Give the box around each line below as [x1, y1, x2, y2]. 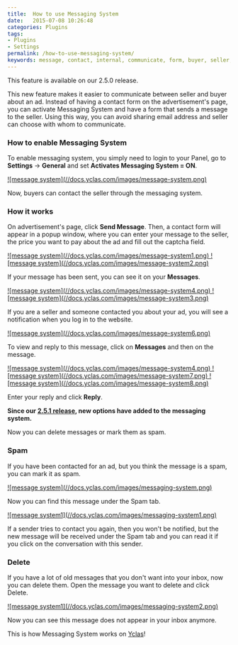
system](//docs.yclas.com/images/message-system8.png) [38, 379, 209, 387]
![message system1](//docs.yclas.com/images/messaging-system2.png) [7, 602, 218, 610]
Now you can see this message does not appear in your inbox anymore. [7, 615, 217, 624]
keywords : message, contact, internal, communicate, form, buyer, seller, [7, 57, 233, 64]
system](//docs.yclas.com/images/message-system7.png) [38, 372, 208, 380]
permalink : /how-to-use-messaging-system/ [7, 50, 135, 57]
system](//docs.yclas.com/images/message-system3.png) [38, 294, 209, 302]
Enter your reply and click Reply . [7, 393, 103, 402]
